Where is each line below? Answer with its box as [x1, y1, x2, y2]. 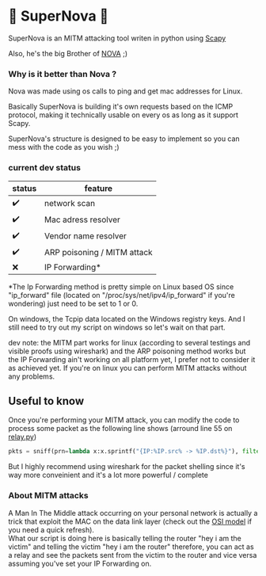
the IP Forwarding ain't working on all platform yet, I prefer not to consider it [8, 354, 256, 364]
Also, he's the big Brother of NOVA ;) [8, 48, 128, 58]
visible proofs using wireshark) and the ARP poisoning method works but [8, 346, 246, 356]
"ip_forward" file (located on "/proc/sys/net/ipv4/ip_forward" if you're [8, 290, 235, 299]
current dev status [8, 162, 82, 174]
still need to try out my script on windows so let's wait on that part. [8, 322, 226, 332]
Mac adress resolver [44, 214, 121, 225]
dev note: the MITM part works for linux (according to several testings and [8, 338, 251, 347]
